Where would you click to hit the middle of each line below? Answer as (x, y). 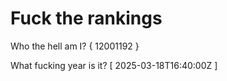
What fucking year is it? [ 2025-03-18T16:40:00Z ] (114, 65)
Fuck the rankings (86, 18)
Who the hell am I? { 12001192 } (75, 46)
